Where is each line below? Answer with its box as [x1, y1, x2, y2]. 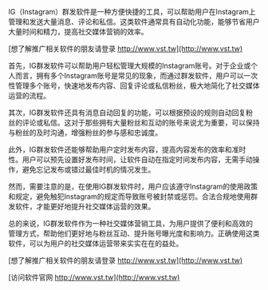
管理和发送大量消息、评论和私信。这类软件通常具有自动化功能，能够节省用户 [8, 17, 260, 26]
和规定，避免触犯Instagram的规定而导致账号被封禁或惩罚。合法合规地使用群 [8, 192, 258, 201]
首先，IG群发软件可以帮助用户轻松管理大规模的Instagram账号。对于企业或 [8, 61, 251, 70]
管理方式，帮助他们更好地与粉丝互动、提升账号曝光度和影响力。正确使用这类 [8, 228, 260, 238]
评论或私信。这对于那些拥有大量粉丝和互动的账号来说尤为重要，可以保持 [22, 118, 260, 127]
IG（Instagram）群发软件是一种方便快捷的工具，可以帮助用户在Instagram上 [8, 7, 257, 16]
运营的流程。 [8, 91, 50, 100]
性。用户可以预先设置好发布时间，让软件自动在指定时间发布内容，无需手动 [8, 155, 253, 164]
